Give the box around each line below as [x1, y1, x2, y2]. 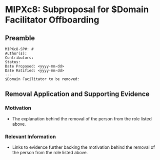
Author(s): [5, 51, 27, 56]
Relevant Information [5, 133, 56, 140]
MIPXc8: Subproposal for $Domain [5, 4, 149, 15]
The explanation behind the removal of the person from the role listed [12, 115, 152, 121]
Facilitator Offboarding [5, 14, 100, 25]
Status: [5, 60, 21, 65]
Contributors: [5, 55, 34, 60]
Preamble [5, 34, 35, 42]
